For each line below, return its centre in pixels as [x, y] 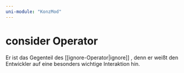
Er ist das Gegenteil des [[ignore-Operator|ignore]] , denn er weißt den [92, 58]
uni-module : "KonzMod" [34, 12]
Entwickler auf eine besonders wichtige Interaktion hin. [73, 64]
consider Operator [52, 41]
